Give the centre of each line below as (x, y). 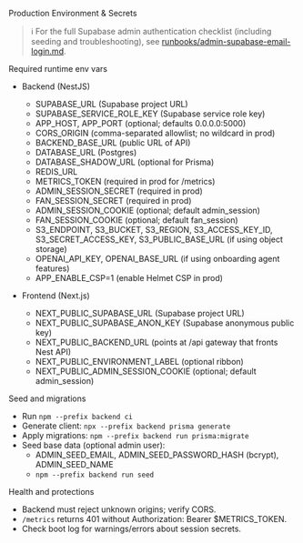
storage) (51, 249)
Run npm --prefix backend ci (77, 416)
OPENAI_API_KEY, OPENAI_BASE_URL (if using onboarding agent (157, 259)
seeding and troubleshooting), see (95, 41)
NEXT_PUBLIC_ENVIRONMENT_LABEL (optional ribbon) (140, 362)
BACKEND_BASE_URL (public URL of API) (113, 143)
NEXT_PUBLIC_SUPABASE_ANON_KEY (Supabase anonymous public (165, 323)
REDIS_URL (56, 171)
